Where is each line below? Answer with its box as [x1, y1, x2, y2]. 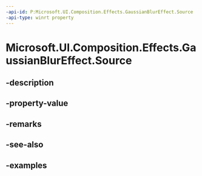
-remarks [5, 119, 42, 129]
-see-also [5, 140, 44, 150]
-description [5, 78, 54, 88]
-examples [5, 160, 47, 171]
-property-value [5, 98, 69, 109]
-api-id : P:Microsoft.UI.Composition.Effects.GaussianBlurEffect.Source [5, 8, 194, 15]
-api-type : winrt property [5, 15, 74, 21]
